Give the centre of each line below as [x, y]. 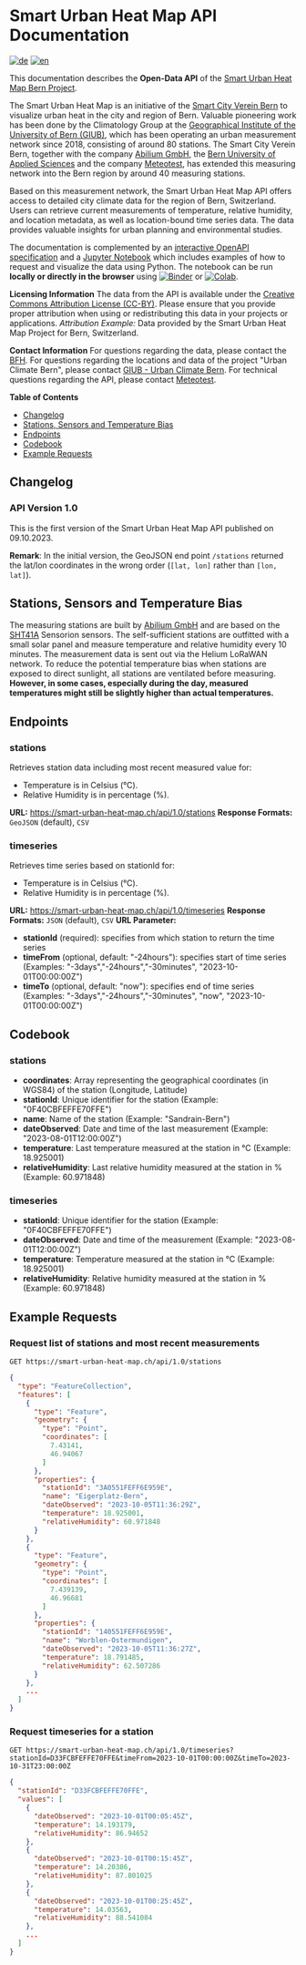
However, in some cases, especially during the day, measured [129, 684]
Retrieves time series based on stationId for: [92, 866]
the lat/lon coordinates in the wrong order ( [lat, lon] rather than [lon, [143, 565]
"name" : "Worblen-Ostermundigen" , [107, 1641]
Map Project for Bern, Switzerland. [74, 333]
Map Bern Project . [43, 87]
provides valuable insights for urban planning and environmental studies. [146, 230]
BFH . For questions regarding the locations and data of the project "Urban [148, 360]
